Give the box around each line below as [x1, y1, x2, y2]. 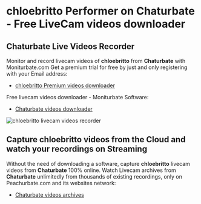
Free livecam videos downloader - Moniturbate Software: [6, 94, 149, 100]
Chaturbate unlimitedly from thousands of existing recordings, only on [6, 173, 183, 180]
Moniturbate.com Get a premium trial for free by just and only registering [6, 64, 188, 71]
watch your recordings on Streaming [6, 144, 147, 154]
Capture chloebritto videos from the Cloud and [6, 134, 186, 145]
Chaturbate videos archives [15, 191, 85, 198]
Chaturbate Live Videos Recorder [6, 41, 135, 51]
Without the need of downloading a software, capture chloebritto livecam [6, 160, 191, 167]
